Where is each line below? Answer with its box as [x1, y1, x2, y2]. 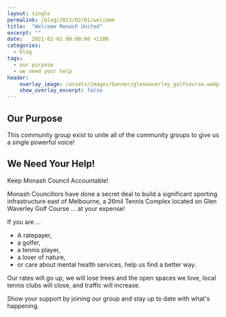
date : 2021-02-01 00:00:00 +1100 [7, 36, 109, 43]
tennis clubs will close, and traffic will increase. [7, 280, 141, 289]
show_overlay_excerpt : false [19, 87, 103, 94]
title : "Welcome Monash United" [7, 23, 103, 30]
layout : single [7, 10, 51, 17]
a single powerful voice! [7, 138, 75, 146]
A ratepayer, [16, 231, 52, 239]
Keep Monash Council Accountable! [7, 176, 109, 185]
